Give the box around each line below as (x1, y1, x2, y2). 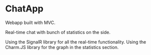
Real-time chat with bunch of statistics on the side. (5, 29, 111, 35)
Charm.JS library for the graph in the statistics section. (5, 44, 119, 50)
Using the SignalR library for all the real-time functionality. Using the (5, 38, 146, 45)
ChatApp (5, 3, 44, 14)
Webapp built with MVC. (5, 19, 55, 25)
